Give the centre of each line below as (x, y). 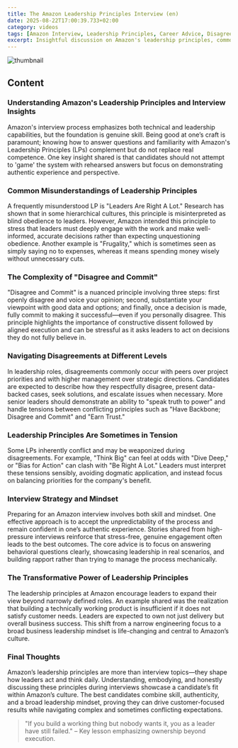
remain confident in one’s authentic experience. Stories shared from (106, 529)
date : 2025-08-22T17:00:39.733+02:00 (63, 21)
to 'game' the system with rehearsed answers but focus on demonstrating (115, 164)
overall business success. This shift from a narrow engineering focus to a (114, 623)
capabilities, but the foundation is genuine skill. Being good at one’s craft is (117, 135)
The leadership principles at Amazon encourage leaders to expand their (112, 593)
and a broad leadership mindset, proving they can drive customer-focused (116, 702)
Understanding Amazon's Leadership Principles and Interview (117, 103)
